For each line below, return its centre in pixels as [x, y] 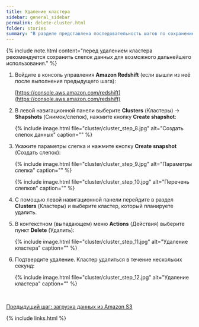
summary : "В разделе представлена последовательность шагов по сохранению [100, 34]
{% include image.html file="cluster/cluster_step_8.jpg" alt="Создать [99, 128]
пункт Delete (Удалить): [45, 230]
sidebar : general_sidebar [38, 17]
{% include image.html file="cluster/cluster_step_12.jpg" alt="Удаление [102, 278]
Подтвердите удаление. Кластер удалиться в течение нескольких [98, 260]
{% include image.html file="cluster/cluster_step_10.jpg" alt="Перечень [102, 182]
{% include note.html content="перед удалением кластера [79, 51]
